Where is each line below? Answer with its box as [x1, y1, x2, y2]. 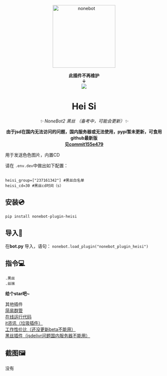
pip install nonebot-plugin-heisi [5, 214, 77, 219]
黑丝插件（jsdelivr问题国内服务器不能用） [5, 333, 90, 339]
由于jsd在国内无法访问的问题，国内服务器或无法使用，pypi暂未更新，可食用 [5, 129, 162, 135]
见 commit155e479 [64, 141, 103, 147]
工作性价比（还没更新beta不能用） [5, 326, 76, 332]
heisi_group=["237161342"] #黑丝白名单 [5, 178, 84, 183]
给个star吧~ [5, 291, 30, 297]
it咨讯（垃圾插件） [5, 320, 43, 326]
